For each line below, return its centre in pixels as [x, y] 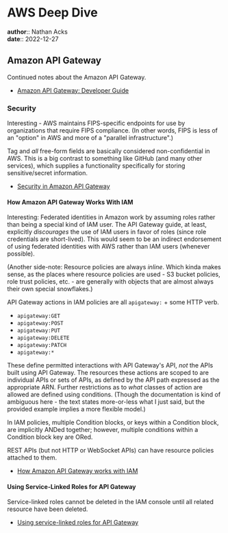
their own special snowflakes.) [50, 289]
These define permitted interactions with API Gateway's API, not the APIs [110, 365]
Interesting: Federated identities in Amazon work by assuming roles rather [111, 217]
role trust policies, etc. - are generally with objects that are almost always [111, 282]
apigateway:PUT [39, 331]
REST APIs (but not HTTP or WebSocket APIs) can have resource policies [111, 451]
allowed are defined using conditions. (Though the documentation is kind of [114, 395]
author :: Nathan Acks [38, 32]
